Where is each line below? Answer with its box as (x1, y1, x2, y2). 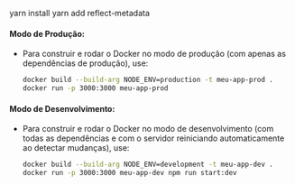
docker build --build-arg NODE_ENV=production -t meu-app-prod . (22, 76, 273, 85)
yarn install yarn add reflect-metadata (9, 8, 151, 18)
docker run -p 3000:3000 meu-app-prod (22, 84, 169, 93)
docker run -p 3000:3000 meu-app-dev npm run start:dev (22, 169, 237, 178)
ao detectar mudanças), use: (22, 143, 130, 153)
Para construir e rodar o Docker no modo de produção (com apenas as (22, 49, 287, 60)
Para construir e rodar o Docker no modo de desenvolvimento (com (22, 124, 274, 134)
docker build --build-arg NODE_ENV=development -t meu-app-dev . (22, 160, 273, 170)
